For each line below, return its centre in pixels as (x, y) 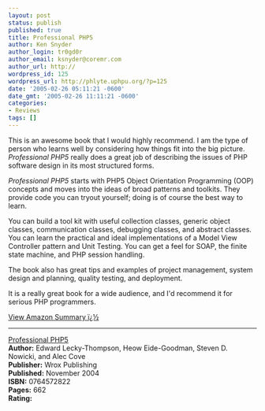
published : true (35, 30)
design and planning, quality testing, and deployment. (95, 278)
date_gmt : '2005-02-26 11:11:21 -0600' (74, 96)
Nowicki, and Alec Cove (47, 356)
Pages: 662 (27, 390)
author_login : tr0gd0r (45, 52)
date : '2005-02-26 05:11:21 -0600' (67, 89)
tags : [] (22, 118)
